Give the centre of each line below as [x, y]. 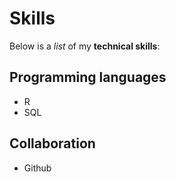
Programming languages [88, 77]
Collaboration [52, 143]
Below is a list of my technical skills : [85, 46]
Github [37, 168]
